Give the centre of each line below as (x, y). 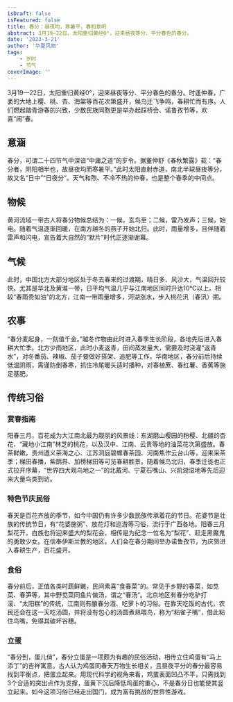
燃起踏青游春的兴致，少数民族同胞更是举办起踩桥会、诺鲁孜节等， (107, 110)
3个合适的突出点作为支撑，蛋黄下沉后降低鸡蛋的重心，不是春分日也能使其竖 (115, 683)
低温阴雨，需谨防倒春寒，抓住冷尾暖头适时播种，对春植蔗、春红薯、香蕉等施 (116, 365)
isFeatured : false (34, 20)
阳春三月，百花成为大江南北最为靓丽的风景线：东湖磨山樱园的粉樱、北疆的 (113, 436)
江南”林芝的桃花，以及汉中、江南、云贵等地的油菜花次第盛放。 (130, 444)
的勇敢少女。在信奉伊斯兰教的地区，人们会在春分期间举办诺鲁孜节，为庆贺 (113, 541)
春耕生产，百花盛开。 (43, 550)
